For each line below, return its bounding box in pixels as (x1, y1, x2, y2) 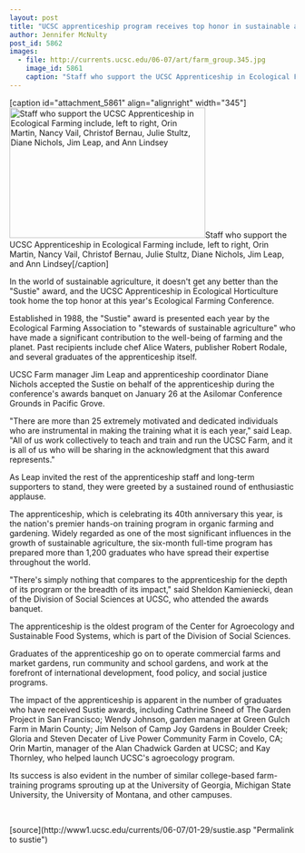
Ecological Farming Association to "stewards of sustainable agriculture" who (9, 322, 296, 333)
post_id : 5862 (9, 38, 64, 48)
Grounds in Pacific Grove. (9, 397, 106, 408)
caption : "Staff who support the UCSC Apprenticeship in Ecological (25, 73, 290, 82)
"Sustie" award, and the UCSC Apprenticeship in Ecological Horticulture (9, 285, 279, 296)
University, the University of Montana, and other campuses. (9, 789, 233, 799)
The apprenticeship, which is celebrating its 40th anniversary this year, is (9, 508, 283, 519)
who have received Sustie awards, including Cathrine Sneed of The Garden (9, 704, 291, 715)
